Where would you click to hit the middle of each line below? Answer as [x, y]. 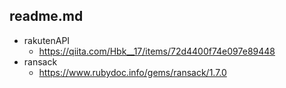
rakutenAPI [47, 40]
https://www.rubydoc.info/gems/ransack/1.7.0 [132, 72]
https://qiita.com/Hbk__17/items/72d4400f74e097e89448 [157, 51]
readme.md [46, 16]
